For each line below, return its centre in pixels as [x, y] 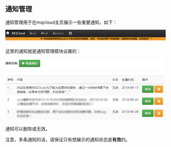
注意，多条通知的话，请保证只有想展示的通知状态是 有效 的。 [68, 139]
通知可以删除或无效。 [27, 129]
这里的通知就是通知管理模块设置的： [43, 51]
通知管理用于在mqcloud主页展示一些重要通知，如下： [61, 22]
